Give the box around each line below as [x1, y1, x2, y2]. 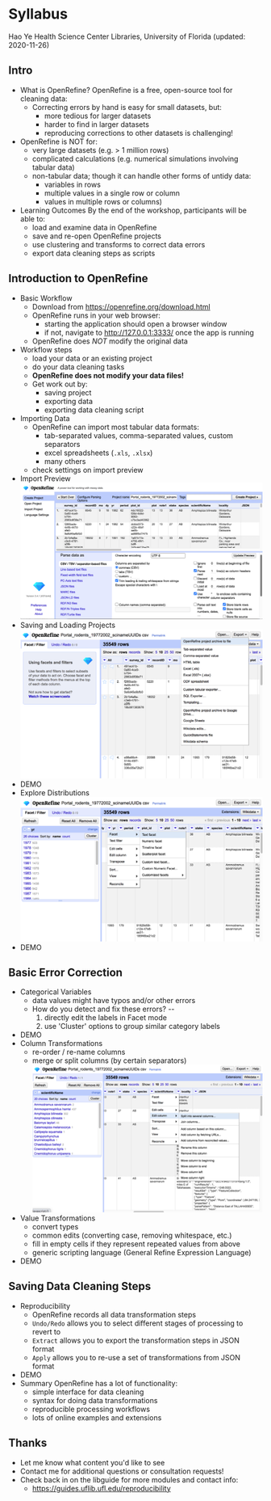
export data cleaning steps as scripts [31, 248, 156, 258]
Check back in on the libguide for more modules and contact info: [19, 1474, 239, 1484]
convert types [31, 1221, 79, 1231]
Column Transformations [19, 1039, 103, 1048]
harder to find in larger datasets [44, 119, 149, 129]
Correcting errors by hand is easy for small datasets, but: [31, 102, 222, 112]
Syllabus [8, 5, 69, 23]
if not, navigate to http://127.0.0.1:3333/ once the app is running [44, 327, 254, 337]
